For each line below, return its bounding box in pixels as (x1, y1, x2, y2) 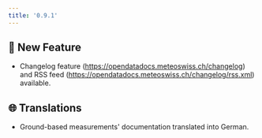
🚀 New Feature (8, 41, 81, 54)
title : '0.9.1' (8, 11, 58, 20)
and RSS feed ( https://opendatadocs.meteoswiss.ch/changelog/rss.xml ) (19, 70, 255, 80)
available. (19, 78, 51, 88)
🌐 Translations (8, 101, 82, 114)
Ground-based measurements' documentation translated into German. (19, 122, 249, 132)
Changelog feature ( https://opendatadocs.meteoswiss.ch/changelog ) (19, 62, 246, 71)
